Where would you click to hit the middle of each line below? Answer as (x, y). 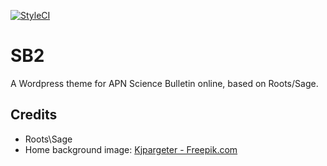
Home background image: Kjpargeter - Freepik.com (131, 149)
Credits (34, 115)
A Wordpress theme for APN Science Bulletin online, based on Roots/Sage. (164, 83)
